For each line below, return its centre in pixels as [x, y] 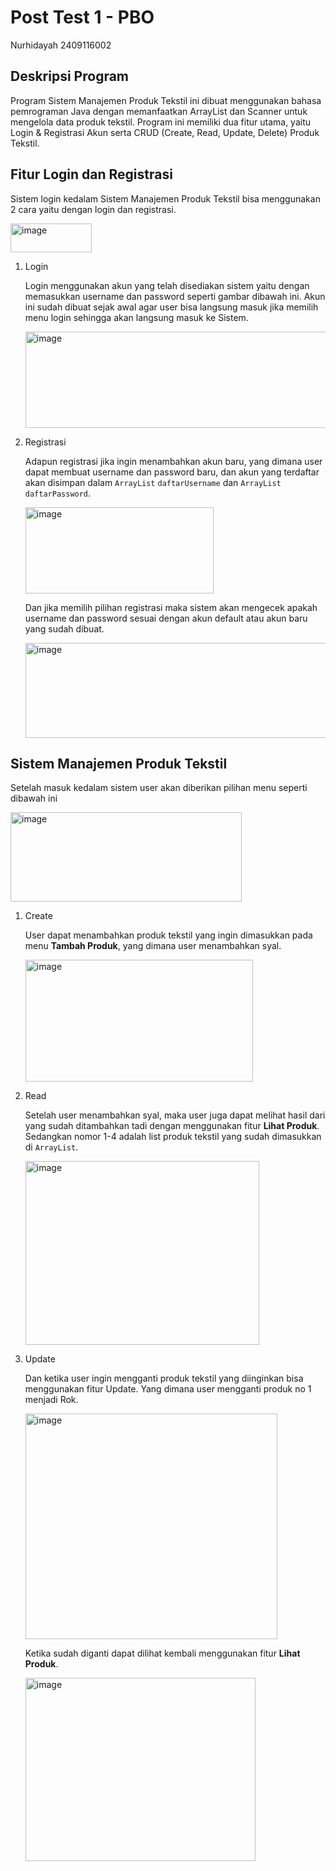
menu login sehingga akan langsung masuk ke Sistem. [136, 317]
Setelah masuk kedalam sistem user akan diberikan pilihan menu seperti [159, 788]
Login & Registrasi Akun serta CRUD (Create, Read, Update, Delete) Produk [165, 132]
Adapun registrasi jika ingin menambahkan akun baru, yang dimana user [173, 461]
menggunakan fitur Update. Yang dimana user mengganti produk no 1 [168, 1389]
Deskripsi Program [70, 76]
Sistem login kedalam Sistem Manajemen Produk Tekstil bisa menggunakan [165, 198]
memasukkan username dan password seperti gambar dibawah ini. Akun [175, 296]
